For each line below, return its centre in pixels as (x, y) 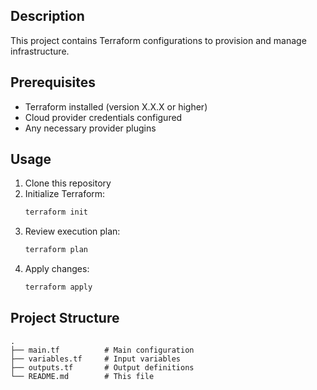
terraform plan (56, 250)
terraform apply (58, 287)
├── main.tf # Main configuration (102, 350)
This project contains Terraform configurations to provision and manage (158, 40)
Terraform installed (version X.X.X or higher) (116, 106)
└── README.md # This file (82, 376)
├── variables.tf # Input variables (96, 359)
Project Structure (65, 318)
